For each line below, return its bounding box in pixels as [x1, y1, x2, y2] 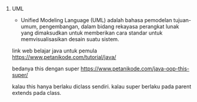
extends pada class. [11, 89, 61, 96]
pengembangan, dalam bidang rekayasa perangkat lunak [39, 23, 179, 30]
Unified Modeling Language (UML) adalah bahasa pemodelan [20, 17, 173, 23]
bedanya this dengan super [11, 65, 79, 72]
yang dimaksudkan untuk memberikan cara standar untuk [20, 29, 163, 36]
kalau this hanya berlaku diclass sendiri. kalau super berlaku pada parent [11, 83, 192, 90]
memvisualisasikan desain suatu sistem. [20, 36, 119, 42]
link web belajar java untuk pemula [11, 47, 97, 54]
